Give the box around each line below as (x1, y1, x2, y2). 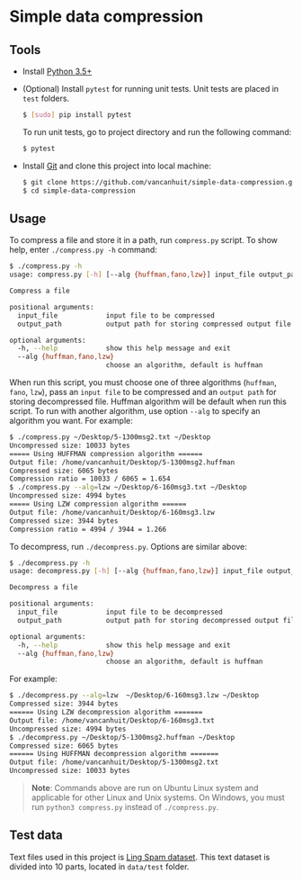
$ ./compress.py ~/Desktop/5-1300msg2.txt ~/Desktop (9, 433, 211, 442)
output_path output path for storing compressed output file (17, 319, 292, 328)
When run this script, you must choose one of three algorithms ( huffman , (9, 377, 277, 388)
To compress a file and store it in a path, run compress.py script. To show (9, 235, 279, 246)
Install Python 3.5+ (22, 66, 93, 76)
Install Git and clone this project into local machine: (22, 160, 212, 171)
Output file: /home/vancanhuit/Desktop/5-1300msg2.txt (9, 758, 219, 767)
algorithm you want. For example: (9, 416, 133, 427)
